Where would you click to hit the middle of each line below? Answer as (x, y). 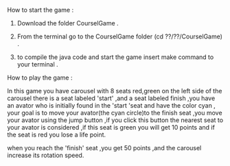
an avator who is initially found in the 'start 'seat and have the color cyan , (112, 105)
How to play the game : (40, 78)
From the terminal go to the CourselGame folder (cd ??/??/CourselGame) (120, 36)
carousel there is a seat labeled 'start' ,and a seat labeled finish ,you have (111, 98)
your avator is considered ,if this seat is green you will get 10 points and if (111, 127)
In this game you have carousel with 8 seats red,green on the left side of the (115, 91)
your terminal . (37, 64)
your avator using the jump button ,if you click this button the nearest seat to (115, 120)
